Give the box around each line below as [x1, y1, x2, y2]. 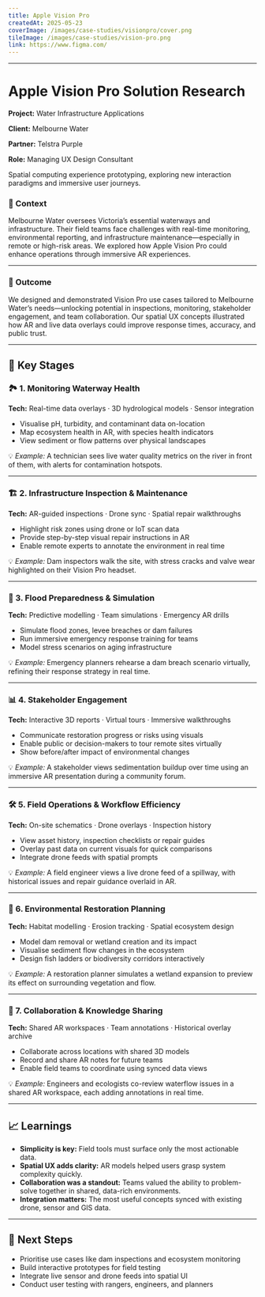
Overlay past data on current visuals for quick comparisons [19, 844, 213, 853]
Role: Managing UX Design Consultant [8, 155, 134, 164]
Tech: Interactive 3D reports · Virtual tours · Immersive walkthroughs [8, 715, 231, 724]
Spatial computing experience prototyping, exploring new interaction [8, 170, 231, 180]
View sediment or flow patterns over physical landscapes [19, 436, 207, 445]
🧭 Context [8, 198, 47, 209]
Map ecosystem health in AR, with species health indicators [19, 428, 215, 437]
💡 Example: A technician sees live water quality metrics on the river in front [8, 452, 252, 461]
